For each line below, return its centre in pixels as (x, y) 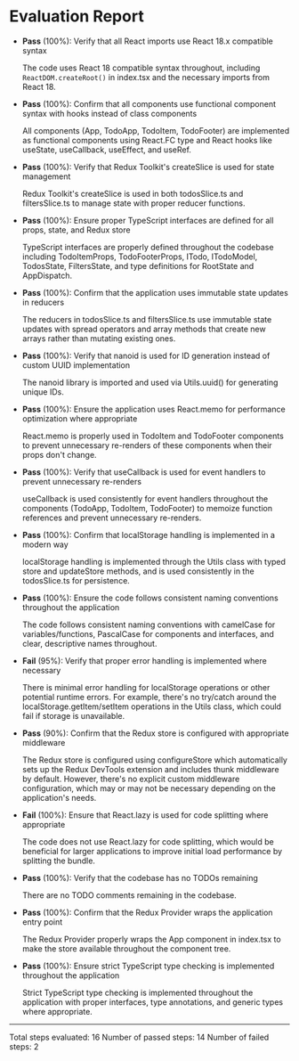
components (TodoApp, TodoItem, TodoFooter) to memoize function (147, 508)
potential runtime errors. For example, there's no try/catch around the (149, 697)
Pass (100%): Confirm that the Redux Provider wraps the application (147, 912)
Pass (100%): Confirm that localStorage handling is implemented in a (149, 535)
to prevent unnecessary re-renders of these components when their (147, 445)
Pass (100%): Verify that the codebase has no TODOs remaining (140, 877)
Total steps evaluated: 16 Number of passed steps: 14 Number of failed (139, 1037)
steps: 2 (24, 1046)
